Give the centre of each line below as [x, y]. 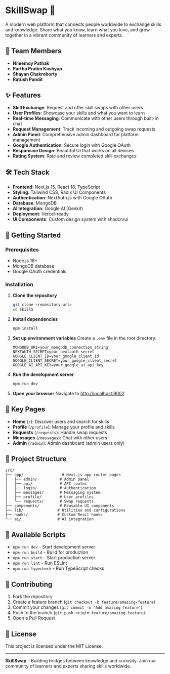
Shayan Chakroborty [35, 74]
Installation [19, 284]
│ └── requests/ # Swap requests [50, 501]
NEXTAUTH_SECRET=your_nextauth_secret [53, 352]
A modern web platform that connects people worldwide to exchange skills [83, 24]
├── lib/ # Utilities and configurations [65, 511]
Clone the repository [35, 296]
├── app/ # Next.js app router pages [63, 475]
